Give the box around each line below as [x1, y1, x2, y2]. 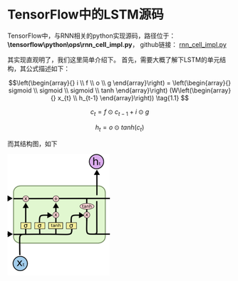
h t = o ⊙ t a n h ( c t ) [95, 122, 145, 133]
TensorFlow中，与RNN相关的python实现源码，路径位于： [7, 31, 176, 40]
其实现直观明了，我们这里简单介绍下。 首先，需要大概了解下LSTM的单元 [7, 55, 220, 64]
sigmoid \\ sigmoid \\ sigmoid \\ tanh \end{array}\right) [8, 86, 168, 95]
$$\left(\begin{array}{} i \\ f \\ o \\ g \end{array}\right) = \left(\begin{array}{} [8, 78, 232, 87]
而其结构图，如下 [7, 139, 58, 148]
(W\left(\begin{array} [169, 86, 232, 95]
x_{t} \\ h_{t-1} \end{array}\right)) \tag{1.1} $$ [57, 93, 190, 102]
